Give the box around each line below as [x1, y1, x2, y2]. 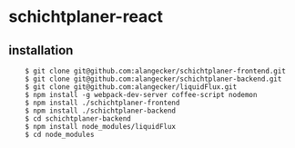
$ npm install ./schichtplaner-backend [25, 106, 177, 115]
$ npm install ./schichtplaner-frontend [25, 98, 180, 107]
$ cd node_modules [25, 130, 95, 139]
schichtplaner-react [8, 6, 164, 27]
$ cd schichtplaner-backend [25, 114, 131, 123]
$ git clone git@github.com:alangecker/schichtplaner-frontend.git [25, 66, 286, 75]
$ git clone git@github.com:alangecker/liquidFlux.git [25, 83, 238, 92]
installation [8, 43, 74, 58]
